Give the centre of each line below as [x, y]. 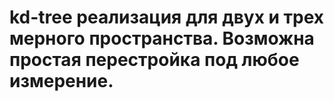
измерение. [61, 81]
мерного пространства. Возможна [162, 38]
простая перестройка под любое [154, 60]
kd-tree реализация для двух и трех [167, 17]
